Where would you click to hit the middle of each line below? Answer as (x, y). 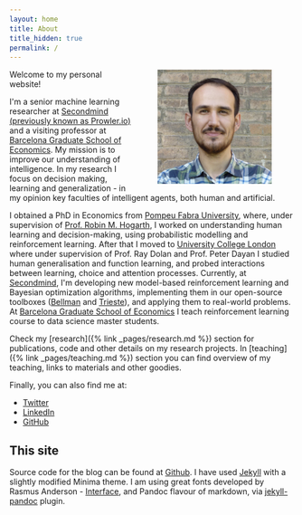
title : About (34, 29)
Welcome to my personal (56, 75)
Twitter (36, 403)
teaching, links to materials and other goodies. (96, 367)
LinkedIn (38, 413)
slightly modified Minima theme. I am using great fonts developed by (137, 482)
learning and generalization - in (68, 188)
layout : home (34, 19)
